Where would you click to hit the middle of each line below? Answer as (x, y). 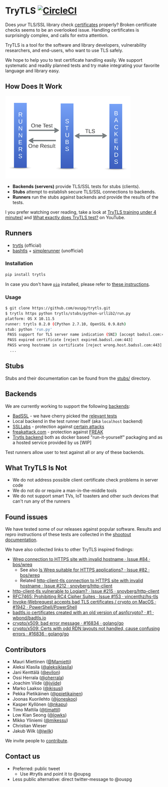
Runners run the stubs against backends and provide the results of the (85, 197)
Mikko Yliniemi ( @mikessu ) (40, 720)
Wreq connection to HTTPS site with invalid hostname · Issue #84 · (81, 559)
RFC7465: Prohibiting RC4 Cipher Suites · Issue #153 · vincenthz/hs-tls (85, 596)
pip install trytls (25, 274)
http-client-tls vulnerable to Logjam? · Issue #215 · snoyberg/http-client (86, 591)
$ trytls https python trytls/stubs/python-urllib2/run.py (68, 313)
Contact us (23, 757)
